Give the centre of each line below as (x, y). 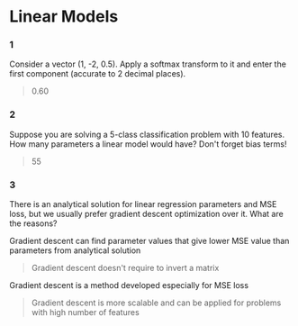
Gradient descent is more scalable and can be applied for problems (156, 303)
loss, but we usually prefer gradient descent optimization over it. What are (146, 214)
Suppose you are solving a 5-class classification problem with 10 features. (147, 134)
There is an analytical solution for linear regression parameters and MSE (143, 204)
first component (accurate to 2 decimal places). (98, 74)
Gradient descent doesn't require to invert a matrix (125, 268)
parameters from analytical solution (75, 250)
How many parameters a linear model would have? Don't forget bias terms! (148, 144)
